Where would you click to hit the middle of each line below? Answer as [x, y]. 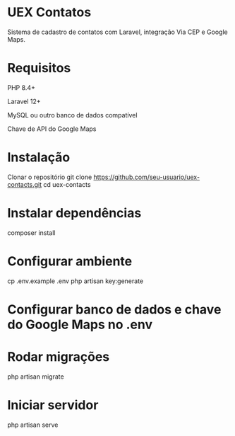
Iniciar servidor [53, 405]
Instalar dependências [74, 213]
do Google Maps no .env [80, 325]
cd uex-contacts [67, 184]
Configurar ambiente [70, 261]
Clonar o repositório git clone [50, 177]
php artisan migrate [36, 377]
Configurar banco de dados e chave [114, 309]
